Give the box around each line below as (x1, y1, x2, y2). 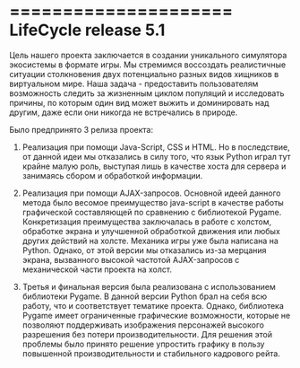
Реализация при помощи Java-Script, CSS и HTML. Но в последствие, (21, 141, 290, 153)
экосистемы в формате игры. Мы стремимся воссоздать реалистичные (9, 59, 287, 70)
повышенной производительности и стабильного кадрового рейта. (21, 347, 280, 359)
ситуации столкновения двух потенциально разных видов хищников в (9, 68, 279, 79)
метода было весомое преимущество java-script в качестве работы (21, 197, 284, 207)
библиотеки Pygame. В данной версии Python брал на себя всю (21, 291, 268, 302)
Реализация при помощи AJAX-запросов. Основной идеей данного (21, 188, 281, 198)
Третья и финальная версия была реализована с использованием (21, 281, 276, 292)
